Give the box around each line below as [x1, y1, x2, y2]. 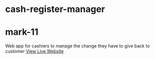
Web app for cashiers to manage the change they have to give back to [5, 43, 150, 49]
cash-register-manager [5, 3, 105, 15]
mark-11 [5, 26, 38, 38]
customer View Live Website [5, 48, 64, 54]
